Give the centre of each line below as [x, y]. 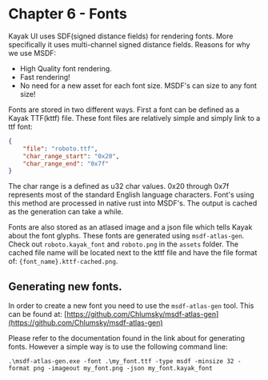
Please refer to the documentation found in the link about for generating [127, 338]
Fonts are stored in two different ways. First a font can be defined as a [124, 110]
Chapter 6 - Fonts [68, 14]
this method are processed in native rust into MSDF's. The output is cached [133, 203]
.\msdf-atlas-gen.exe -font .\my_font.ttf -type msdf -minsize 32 [121, 362]
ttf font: [20, 126]
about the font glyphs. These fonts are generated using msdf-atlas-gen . [126, 236]
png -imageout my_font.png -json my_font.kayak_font [123, 369]
